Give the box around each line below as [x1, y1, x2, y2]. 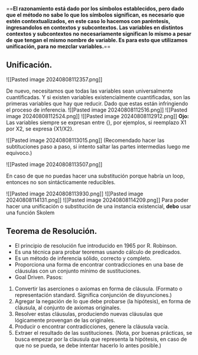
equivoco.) [6, 149, 33, 156]
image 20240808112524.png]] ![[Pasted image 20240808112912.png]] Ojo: [6, 112, 189, 119]
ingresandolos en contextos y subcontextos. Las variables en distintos [6, 24, 183, 31]
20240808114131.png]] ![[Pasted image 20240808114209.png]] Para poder [6, 196, 189, 204]
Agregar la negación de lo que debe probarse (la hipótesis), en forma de [14, 297, 191, 305]
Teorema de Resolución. [6, 226, 98, 236]
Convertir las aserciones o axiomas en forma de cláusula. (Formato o [14, 285, 183, 292]
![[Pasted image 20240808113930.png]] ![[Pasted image [6, 190, 144, 197]
